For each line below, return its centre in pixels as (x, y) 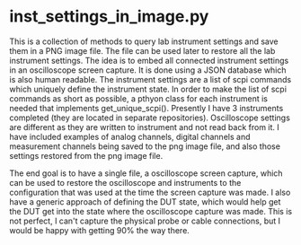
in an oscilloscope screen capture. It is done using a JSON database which (148, 70)
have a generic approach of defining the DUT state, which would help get (145, 201)
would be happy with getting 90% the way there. (100, 230)
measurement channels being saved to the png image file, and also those (145, 146)
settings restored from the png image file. (86, 155)
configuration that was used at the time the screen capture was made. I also (150, 192)
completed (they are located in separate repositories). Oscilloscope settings (150, 118)
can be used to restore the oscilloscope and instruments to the (125, 182)
